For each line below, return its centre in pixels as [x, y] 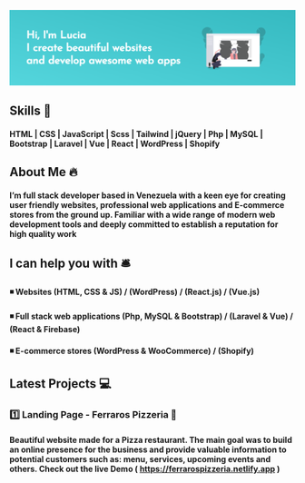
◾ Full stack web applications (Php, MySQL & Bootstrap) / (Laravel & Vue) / [151, 316]
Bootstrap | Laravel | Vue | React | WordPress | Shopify [115, 143]
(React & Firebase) [45, 330]
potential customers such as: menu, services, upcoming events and [140, 458]
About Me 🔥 [44, 172]
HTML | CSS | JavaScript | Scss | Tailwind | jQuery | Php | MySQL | [136, 133]
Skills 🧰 [30, 111]
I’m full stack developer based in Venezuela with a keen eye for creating [148, 195]
